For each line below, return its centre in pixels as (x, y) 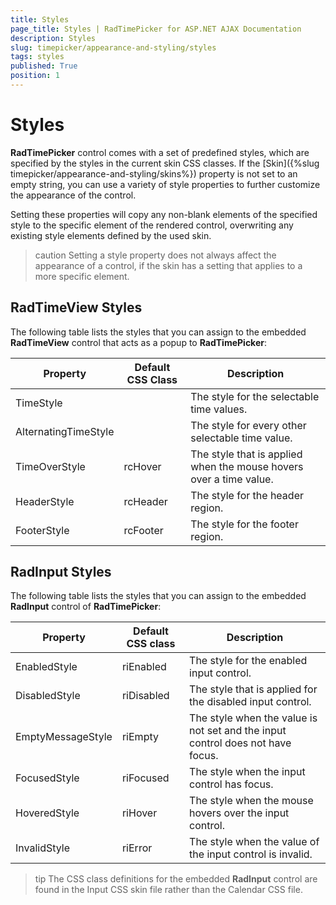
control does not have (240, 743)
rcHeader (145, 501)
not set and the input (238, 731)
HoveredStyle (47, 813)
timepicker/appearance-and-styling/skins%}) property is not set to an (154, 173)
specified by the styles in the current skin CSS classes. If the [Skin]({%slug (165, 163)
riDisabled (145, 696)
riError (137, 848)
